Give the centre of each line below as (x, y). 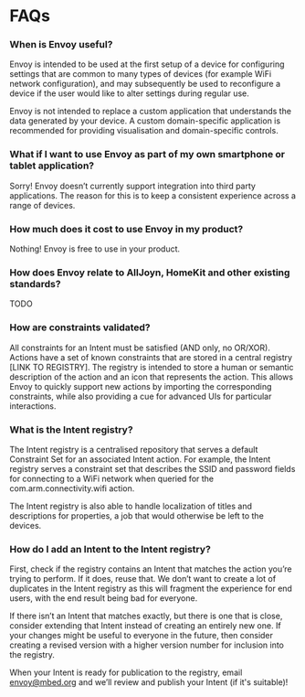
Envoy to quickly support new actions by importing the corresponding (141, 386)
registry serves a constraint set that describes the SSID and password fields (152, 468)
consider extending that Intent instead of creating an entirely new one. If (145, 626)
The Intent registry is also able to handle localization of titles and (131, 506)
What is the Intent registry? (72, 429)
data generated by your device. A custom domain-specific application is (145, 121)
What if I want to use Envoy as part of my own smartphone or (147, 155)
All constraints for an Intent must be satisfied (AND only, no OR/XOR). (140, 348)
